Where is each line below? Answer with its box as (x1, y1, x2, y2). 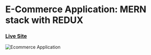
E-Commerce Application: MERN (5, 4, 146, 15)
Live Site (5, 33, 27, 40)
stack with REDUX (5, 14, 84, 26)
